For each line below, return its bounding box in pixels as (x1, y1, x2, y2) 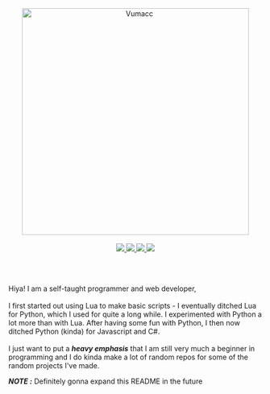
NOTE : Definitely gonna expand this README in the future (8, 376, 203, 386)
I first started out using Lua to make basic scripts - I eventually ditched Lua (8, 301, 256, 310)
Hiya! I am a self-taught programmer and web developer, (8, 284, 197, 293)
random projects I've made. (8, 361, 100, 370)
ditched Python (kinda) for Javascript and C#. (8, 326, 160, 336)
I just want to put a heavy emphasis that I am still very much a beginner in (8, 344, 255, 353)
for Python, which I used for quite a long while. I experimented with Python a (8, 309, 262, 319)
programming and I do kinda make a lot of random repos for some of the (8, 352, 248, 362)
